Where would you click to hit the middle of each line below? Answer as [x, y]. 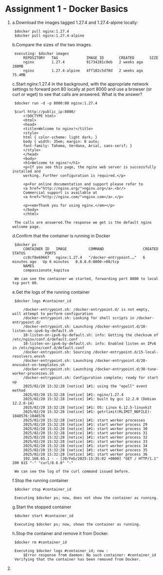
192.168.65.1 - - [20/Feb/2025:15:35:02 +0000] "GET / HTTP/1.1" [91, 459]
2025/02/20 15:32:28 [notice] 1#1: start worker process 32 [85, 437]
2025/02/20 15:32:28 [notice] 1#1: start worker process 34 [85, 446]
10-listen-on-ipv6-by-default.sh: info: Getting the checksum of [91, 335]
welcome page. [26, 227]
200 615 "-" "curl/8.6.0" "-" [43, 463]
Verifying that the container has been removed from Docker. [78, 559]
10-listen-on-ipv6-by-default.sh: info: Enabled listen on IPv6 [90, 343]
